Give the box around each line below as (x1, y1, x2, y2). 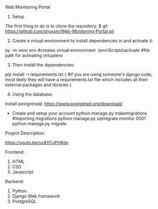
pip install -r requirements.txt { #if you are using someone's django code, (5, 71, 153, 77)
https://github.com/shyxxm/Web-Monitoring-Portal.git (5, 28, 114, 34)
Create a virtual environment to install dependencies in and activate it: (12, 38, 153, 44)
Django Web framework (12, 193, 60, 199)
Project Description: (5, 130, 45, 136)
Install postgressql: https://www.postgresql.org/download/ (5, 101, 123, 107)
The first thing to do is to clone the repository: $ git (5, 23, 108, 29)
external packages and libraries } (5, 82, 72, 88)
